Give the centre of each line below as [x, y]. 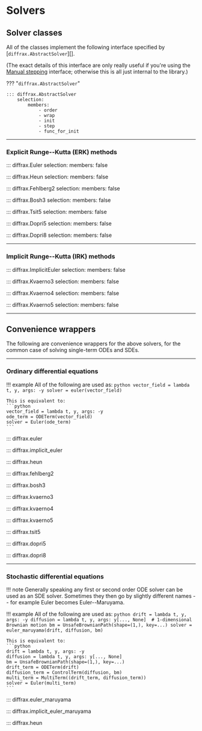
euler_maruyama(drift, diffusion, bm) [55, 630]
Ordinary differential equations [52, 371]
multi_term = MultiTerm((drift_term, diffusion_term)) [76, 678]
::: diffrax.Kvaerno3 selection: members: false [63, 281]
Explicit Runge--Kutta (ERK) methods [62, 152]
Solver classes [34, 33]
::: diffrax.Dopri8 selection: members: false [59, 235]
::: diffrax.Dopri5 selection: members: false [59, 224]
